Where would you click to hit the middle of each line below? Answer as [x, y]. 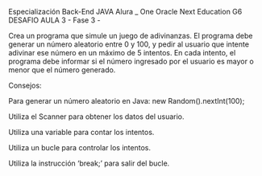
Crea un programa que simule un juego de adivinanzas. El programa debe [131, 36]
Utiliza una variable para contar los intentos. [81, 132]
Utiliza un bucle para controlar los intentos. [80, 147]
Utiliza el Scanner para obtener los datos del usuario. [96, 117]
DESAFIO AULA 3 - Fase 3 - [54, 20]
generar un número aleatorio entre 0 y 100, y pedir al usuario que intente [129, 44]
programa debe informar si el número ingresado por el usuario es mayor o [131, 61]
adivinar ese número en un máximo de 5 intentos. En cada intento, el [122, 53]
